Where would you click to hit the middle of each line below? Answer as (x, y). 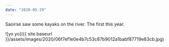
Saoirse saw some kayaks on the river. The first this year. (65, 24)
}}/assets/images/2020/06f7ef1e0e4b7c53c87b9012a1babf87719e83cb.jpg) (85, 39)
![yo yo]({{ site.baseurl (29, 33)
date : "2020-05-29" (26, 10)
